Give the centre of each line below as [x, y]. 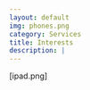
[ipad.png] [29, 76]
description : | [37, 51]
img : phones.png [39, 26]
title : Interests [41, 42]
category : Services [45, 34]
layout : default [39, 17]
